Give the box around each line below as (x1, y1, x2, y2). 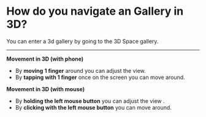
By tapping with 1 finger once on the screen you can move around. (15, 74, 185, 81)
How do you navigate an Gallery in (6, 4, 184, 18)
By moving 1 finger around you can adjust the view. (15, 67, 146, 74)
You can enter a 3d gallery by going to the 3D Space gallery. (6, 37, 159, 45)
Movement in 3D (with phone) (6, 55, 84, 62)
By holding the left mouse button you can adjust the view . (15, 97, 165, 105)
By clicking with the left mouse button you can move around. (15, 104, 172, 111)
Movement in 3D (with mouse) (6, 85, 85, 92)
